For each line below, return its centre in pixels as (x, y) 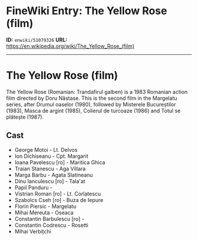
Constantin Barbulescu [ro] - (49, 219)
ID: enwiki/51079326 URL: (37, 40)
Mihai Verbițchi (33, 231)
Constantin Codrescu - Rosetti (51, 225)
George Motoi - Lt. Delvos (46, 149)
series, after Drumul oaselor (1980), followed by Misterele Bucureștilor (91, 104)
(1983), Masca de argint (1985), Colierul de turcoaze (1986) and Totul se (93, 110)
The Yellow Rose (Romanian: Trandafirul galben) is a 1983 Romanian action (97, 92)
